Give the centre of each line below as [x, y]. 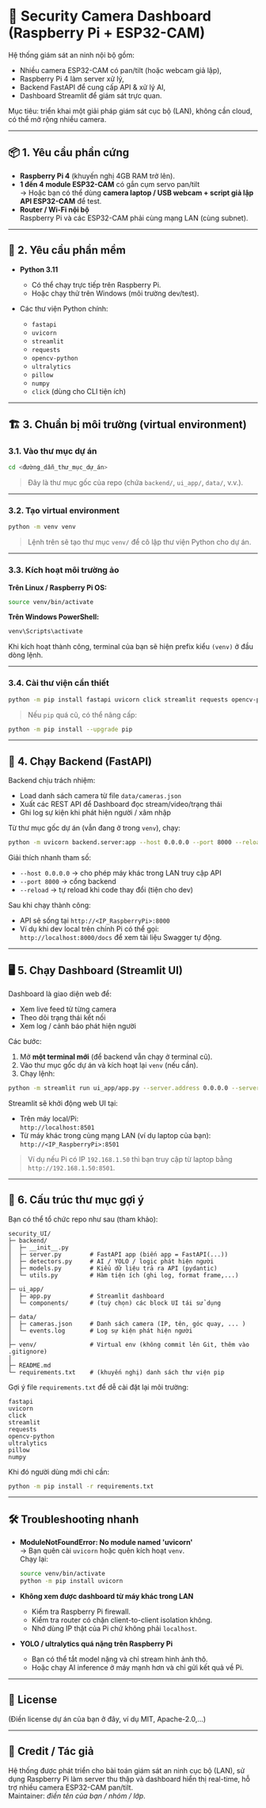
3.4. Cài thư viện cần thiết [59, 683]
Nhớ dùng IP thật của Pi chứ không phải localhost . [114, 1629]
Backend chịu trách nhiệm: [52, 781]
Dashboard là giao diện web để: [60, 993]
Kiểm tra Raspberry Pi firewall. [81, 1611]
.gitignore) [28, 1351]
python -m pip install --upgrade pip [70, 729]
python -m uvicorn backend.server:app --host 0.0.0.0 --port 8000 [120, 843]
